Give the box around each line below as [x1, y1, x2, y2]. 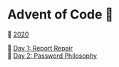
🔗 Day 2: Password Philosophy [7, 51, 98, 60]
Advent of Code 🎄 [7, 6, 114, 23]
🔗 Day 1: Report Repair [7, 43, 73, 52]
